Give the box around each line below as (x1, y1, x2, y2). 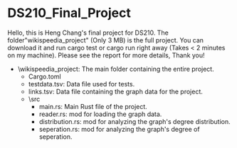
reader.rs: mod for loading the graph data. (38, 110, 162, 118)
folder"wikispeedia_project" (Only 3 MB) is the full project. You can (7, 35, 204, 44)
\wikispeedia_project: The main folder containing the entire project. (17, 64, 215, 73)
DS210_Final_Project (7, 5, 132, 21)
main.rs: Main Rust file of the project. (38, 102, 147, 110)
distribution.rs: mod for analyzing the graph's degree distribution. (38, 117, 231, 125)
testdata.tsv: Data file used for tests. (28, 79, 135, 88)
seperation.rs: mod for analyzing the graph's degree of (38, 125, 201, 133)
